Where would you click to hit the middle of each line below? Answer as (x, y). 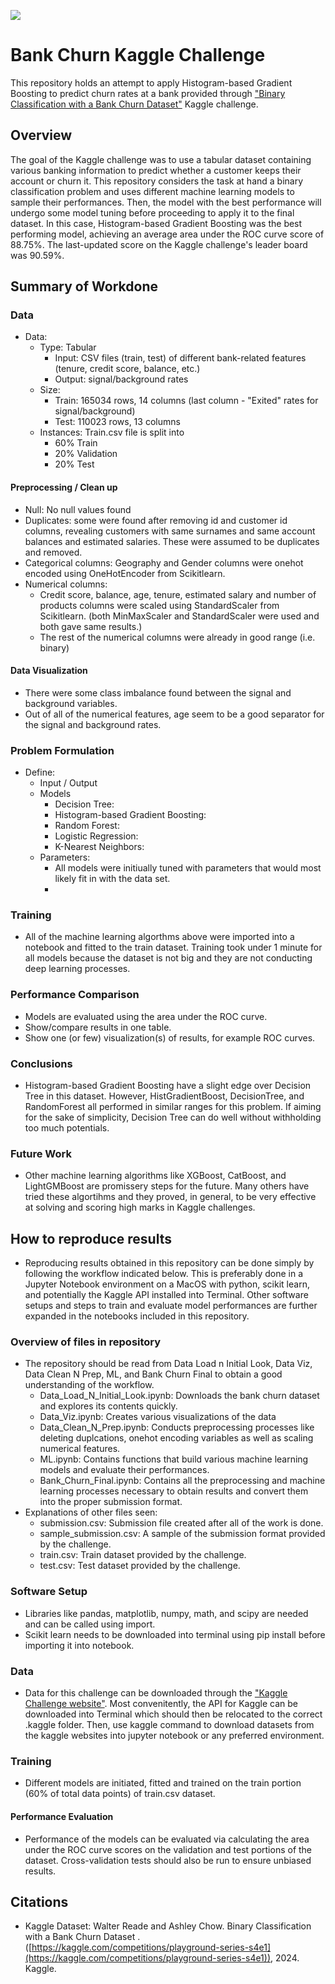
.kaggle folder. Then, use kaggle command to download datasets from (169, 1725)
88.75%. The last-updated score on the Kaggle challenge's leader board (159, 244)
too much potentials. (67, 1128)
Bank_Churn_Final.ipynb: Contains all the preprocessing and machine (182, 1481)
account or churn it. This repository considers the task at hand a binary (157, 181)
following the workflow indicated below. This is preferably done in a (163, 1274)
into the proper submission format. (111, 1502)
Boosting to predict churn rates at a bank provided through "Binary (148, 93)
